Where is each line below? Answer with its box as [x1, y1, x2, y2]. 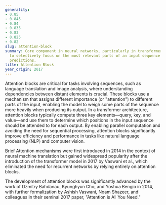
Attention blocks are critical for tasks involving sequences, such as [5, 81, 141, 86]
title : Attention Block [5, 62, 54, 67]
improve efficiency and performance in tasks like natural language [5, 133, 140, 139]
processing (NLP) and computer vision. [5, 138, 85, 144]
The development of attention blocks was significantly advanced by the [5, 178, 151, 184]
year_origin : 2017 [5, 67, 43, 72]
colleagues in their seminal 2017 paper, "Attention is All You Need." [5, 194, 141, 200]
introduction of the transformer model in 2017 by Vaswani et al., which [5, 159, 148, 164]
